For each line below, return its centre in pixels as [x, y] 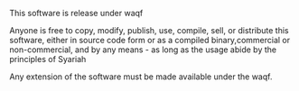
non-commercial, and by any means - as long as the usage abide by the [143, 50]
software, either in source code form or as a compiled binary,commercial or [150, 40]
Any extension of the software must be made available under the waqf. [141, 77]
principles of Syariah [48, 59]
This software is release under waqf [76, 13]
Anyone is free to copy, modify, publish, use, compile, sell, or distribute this [149, 30]
